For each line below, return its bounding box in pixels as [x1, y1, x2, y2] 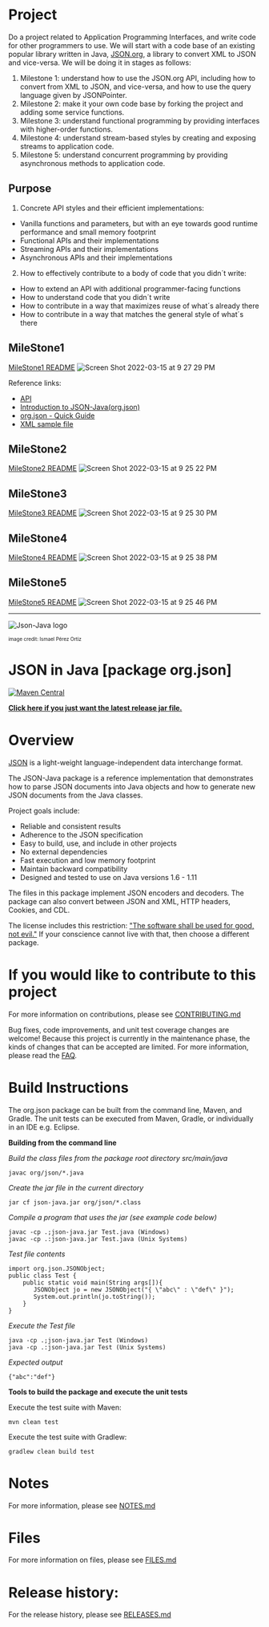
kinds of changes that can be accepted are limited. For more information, [8, 1041, 249, 1052]
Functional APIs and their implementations [19, 235, 159, 245]
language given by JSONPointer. [19, 90, 127, 99]
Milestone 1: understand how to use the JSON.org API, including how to [19, 73, 256, 83]
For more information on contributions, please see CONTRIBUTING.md [8, 1009, 242, 1019]
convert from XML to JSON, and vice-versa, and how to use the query [19, 82, 251, 91]
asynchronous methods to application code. [19, 158, 166, 168]
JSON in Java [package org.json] [8, 661, 232, 679]
